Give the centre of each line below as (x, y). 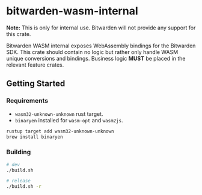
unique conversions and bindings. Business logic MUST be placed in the (96, 58)
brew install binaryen (35, 137)
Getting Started (36, 84)
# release (19, 181)
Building (19, 152)
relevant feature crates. (35, 65)
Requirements (27, 101)
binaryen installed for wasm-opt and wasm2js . (69, 120)
